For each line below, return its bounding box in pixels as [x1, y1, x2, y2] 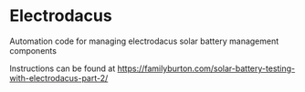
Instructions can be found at [9, 63, 116, 74]
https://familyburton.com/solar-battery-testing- [117, 63, 296, 74]
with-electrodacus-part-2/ [9, 72, 109, 83]
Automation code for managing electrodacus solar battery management [9, 36, 279, 46]
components [9, 45, 58, 56]
